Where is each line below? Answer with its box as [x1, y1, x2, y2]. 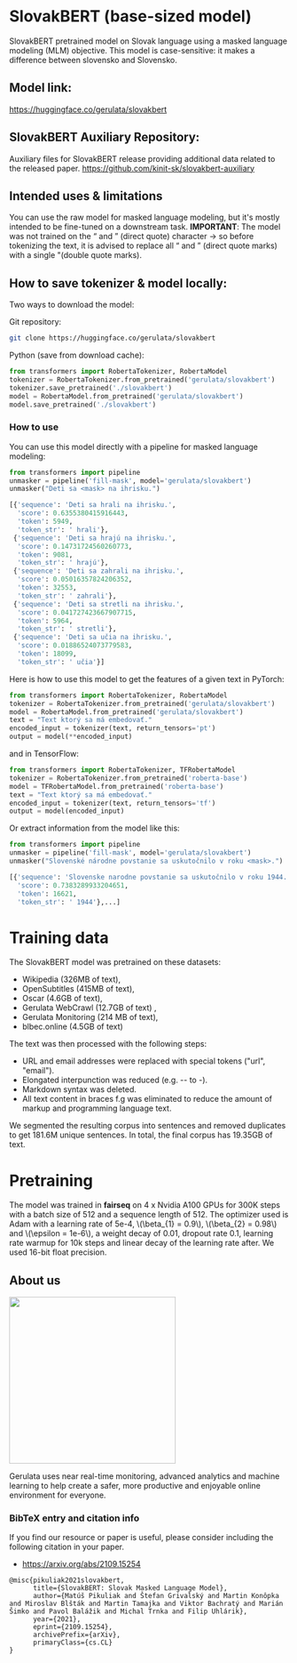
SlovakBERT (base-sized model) [9, 6, 252, 27]
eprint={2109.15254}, [32, 1623, 113, 1632]
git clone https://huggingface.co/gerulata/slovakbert [9, 333, 216, 343]
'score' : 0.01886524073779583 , [17, 641, 133, 650]
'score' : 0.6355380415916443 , [17, 509, 129, 518]
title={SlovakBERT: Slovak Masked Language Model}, [32, 1584, 228, 1593]
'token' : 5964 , [17, 616, 74, 625]
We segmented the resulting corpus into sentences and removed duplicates [9, 1121, 286, 1131]
